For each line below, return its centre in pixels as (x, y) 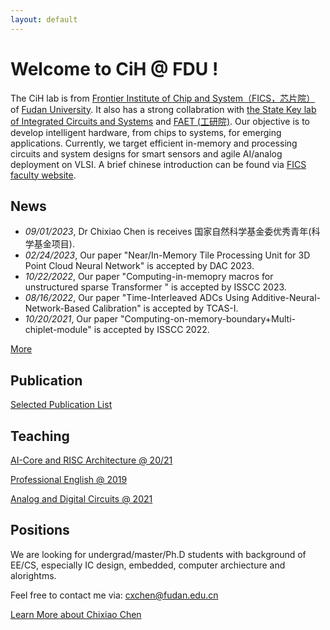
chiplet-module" (58, 330)
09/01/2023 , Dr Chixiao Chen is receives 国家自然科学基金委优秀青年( (168, 232)
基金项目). (54, 244)
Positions (40, 530)
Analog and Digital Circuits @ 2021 (81, 499)
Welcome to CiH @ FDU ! (114, 68)
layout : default (44, 19)
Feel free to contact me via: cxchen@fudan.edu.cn (114, 595)
